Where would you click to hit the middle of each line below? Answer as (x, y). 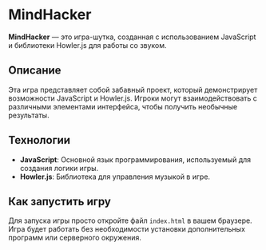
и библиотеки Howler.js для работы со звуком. (87, 45)
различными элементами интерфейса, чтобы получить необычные (123, 106)
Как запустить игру (60, 201)
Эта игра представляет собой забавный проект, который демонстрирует (133, 89)
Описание (35, 71)
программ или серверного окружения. (75, 238)
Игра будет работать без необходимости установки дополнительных (127, 229)
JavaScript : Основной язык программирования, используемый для (135, 159)
